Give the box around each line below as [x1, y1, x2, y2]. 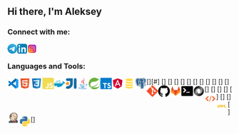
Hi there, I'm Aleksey [7, 6, 102, 18]
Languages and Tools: [7, 61, 86, 71]
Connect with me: [7, 27, 71, 37]
